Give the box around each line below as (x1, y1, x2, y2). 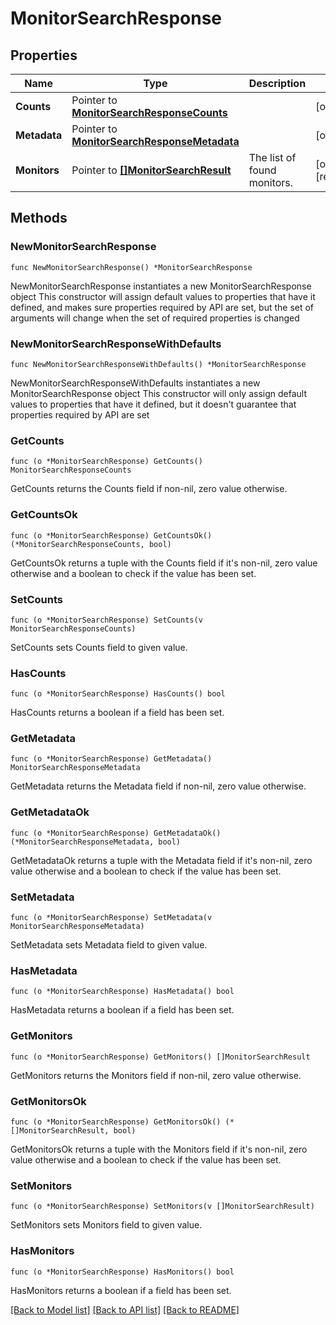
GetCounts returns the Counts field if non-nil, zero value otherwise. (10, 483, 288, 495)
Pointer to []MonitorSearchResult (71, 163, 232, 177)
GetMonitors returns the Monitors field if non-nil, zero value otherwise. (10, 1069, 302, 1081)
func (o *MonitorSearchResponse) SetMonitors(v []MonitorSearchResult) (10, 1202, 315, 1212)
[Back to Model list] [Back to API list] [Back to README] (10, 1303, 240, 1316)
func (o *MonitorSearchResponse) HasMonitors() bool (10, 1267, 235, 1277)
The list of (248, 151, 297, 164)
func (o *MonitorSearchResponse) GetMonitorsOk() (10, 1117, 222, 1127)
